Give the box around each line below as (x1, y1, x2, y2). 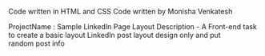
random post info (8, 39, 66, 48)
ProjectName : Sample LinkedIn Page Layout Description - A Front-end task (8, 22, 258, 31)
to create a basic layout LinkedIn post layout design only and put (8, 31, 222, 39)
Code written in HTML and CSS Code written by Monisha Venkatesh (8, 7, 233, 16)
